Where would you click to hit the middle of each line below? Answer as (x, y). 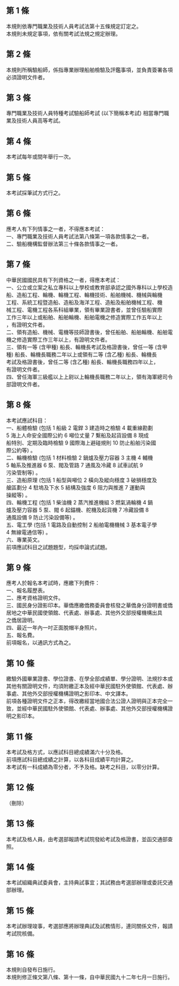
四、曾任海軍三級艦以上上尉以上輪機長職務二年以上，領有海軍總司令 (89, 377)
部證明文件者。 (24, 384)
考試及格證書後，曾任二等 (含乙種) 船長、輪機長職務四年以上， (83, 362)
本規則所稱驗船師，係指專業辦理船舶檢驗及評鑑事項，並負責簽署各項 (89, 70)
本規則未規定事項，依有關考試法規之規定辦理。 (63, 33)
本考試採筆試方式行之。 (35, 193)
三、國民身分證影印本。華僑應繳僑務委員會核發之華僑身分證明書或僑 (89, 605)
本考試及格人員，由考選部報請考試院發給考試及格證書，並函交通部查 (89, 839)
